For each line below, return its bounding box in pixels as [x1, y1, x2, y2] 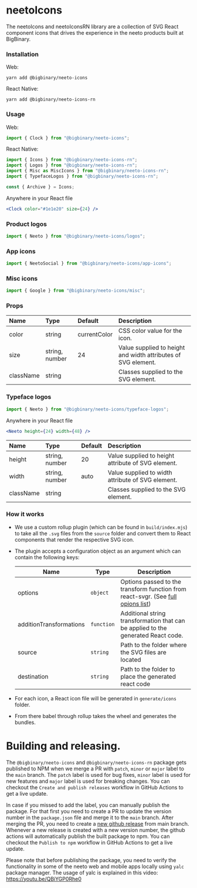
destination [17, 672, 49, 680]
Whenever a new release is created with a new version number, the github [6, 826, 185, 833]
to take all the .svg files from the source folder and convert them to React [14, 530, 191, 537]
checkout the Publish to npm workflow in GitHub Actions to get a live [6, 839, 173, 846]
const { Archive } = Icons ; [6, 183, 75, 190]
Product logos [6, 220, 47, 228]
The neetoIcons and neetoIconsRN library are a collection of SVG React [6, 23, 179, 30]
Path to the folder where [120, 640, 187, 649]
